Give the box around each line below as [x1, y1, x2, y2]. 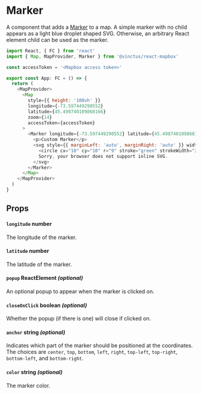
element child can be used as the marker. [6, 36, 109, 43]
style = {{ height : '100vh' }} [28, 97, 101, 104]
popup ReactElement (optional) [6, 274, 84, 282]
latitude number [6, 247, 49, 255]
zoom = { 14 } [28, 114, 52, 120]
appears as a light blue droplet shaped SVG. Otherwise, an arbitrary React [6, 29, 189, 37]
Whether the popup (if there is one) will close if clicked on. [6, 315, 151, 322]
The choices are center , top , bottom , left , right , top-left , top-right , [6, 348, 178, 356]
